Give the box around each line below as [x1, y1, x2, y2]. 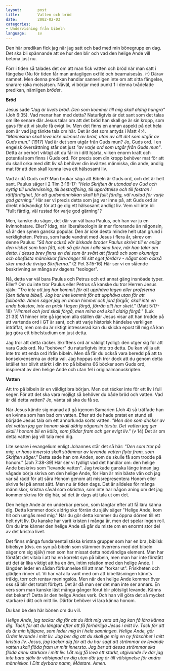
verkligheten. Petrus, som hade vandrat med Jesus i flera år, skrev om [6, 234, 152, 240]
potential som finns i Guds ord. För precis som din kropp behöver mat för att [6, 155, 164, 161]
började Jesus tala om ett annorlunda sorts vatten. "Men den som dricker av [6, 417, 165, 423]
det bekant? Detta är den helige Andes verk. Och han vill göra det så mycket [6, 592, 165, 598]
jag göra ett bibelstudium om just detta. [6, 330, 88, 336]
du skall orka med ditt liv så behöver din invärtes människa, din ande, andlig [6, 161, 164, 166]
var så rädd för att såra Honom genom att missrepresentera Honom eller [6, 476, 156, 482]
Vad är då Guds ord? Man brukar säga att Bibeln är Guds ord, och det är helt [6, 176, 164, 181]
